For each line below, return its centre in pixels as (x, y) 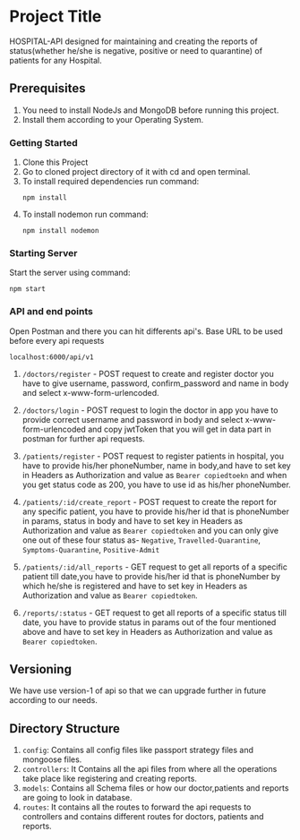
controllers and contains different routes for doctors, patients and (143, 817)
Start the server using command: (70, 273)
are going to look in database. (77, 798)
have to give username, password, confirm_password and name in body (155, 383)
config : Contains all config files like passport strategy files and (137, 750)
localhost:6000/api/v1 (51, 357)
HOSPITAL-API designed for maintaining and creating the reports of (133, 41)
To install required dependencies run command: (111, 182)
